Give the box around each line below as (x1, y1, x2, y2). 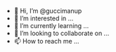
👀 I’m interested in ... (13, 14, 74, 22)
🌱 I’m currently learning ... (13, 22, 89, 30)
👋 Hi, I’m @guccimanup (13, 7, 82, 15)
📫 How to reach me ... (13, 37, 79, 45)
